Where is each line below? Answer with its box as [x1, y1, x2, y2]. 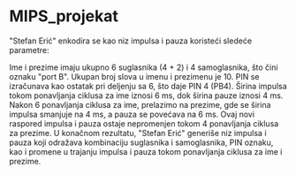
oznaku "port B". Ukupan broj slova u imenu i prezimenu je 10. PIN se [9, 71, 260, 81]
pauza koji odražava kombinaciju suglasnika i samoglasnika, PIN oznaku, [9, 137, 274, 148]
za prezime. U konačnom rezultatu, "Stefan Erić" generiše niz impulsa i [9, 127, 267, 138]
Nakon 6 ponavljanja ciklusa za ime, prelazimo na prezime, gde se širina [9, 99, 271, 110]
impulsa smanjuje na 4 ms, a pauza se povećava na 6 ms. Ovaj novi [9, 109, 254, 119]
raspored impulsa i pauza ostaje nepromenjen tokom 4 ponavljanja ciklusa [9, 118, 279, 129]
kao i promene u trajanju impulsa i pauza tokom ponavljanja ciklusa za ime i [9, 146, 283, 156]
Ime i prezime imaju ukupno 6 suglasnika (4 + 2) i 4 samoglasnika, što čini [9, 62, 278, 72]
